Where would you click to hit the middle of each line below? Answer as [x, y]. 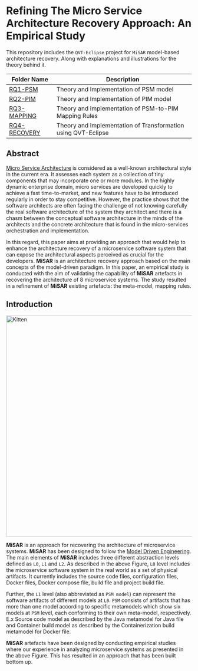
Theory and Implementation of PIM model [114, 98]
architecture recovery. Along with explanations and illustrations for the [91, 58]
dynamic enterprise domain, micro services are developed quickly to [89, 186]
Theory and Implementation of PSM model [115, 89]
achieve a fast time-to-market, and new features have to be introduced [92, 193]
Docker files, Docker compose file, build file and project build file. [85, 583]
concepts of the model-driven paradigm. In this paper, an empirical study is [98, 267]
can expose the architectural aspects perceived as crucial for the [85, 254]
